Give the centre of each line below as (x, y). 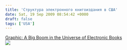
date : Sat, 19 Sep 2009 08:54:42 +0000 (47, 14)
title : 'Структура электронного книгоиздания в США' (61, 10)
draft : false (19, 19)
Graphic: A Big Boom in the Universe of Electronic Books (63, 38)
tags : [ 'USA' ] (20, 24)
